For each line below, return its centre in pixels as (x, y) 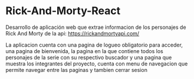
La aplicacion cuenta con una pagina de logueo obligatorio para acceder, (94, 45)
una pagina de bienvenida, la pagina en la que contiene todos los (84, 51)
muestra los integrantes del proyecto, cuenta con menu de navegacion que (97, 64)
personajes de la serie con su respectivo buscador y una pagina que (89, 57)
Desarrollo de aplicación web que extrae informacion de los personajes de (96, 27)
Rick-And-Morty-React (63, 11)
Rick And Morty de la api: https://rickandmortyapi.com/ (73, 33)
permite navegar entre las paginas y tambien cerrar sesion (77, 70)
